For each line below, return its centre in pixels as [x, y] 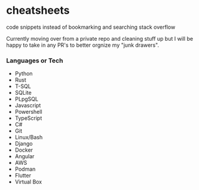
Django [24, 144]
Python [24, 74]
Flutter [23, 176]
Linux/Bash [29, 137]
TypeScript [28, 118]
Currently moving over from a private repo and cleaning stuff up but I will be [99, 38]
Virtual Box [28, 182]
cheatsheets [38, 10]
